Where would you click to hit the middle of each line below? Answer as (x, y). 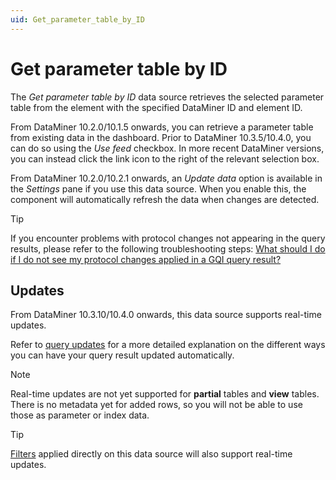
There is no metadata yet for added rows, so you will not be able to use (156, 405)
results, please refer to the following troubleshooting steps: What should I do (168, 248)
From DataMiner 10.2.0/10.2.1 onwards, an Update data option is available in (166, 178)
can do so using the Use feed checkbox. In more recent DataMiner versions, (167, 148)
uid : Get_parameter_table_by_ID (77, 19)
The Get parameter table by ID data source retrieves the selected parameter (167, 97)
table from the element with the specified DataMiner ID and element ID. (156, 107)
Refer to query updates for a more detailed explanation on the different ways (168, 345)
